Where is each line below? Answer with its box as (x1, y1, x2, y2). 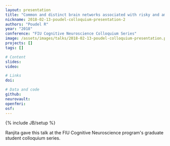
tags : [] (5, 45, 24, 50)
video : (5, 64, 19, 69)
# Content (5, 54, 26, 60)
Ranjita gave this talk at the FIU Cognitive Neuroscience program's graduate (5, 130, 163, 136)
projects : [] (5, 41, 33, 46)
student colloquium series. (5, 135, 61, 141)
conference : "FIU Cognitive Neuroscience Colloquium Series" (5, 31, 137, 36)
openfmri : (5, 101, 26, 106)
